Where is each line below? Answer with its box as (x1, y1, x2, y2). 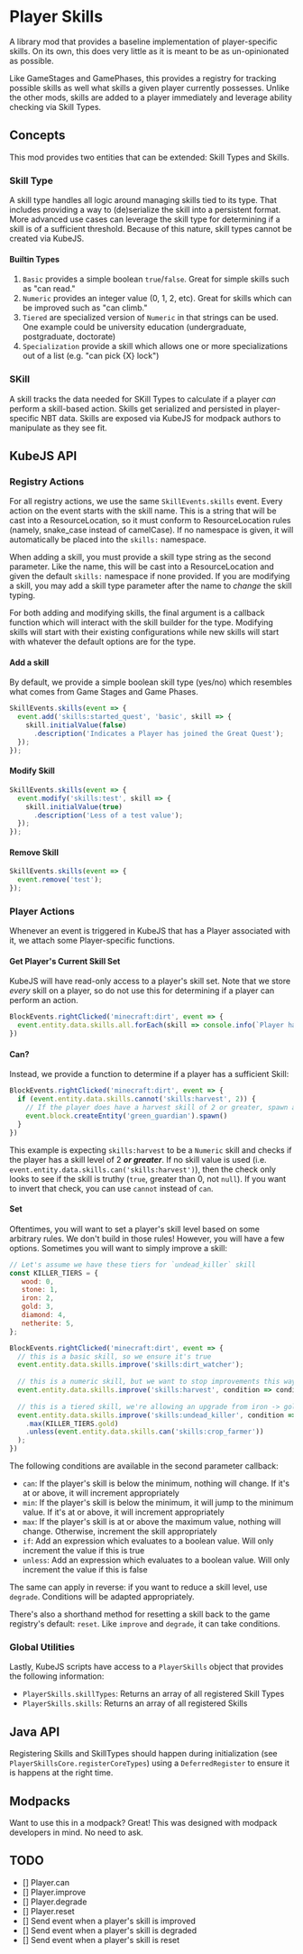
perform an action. (9, 995, 78, 1006)
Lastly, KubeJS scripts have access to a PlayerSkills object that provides (9, 1662, 284, 1673)
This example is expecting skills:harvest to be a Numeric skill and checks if (9, 1144, 292, 1156)
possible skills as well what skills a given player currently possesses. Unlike (9, 82, 290, 93)
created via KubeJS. (9, 233, 85, 244)
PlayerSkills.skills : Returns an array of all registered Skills (22, 1698, 248, 1709)
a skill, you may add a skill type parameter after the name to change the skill (9, 580, 292, 592)
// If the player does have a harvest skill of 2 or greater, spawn (25, 1103, 289, 1112)
